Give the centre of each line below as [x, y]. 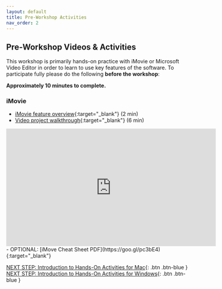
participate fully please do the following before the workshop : [83, 74]
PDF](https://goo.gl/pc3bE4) [125, 250]
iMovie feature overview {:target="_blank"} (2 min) [77, 114]
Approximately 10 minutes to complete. [56, 86]
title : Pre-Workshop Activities [46, 17]
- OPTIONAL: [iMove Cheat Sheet [47, 250]
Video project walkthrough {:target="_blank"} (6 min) [80, 121]
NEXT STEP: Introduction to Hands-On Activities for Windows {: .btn [89, 274]
